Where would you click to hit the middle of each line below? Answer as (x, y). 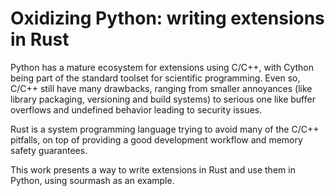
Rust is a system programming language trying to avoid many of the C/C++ (165, 129)
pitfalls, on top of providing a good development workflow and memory (156, 139)
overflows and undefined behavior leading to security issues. (136, 109)
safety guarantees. (49, 150)
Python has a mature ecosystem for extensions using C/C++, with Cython (162, 67)
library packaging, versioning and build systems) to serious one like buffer (163, 99)
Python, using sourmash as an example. (92, 180)
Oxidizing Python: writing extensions (167, 18)
